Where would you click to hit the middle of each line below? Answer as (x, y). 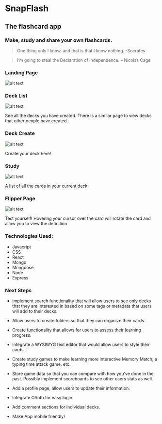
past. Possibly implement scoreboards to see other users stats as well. (82, 378)
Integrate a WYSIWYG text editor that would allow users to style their (81, 344)
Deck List (16, 96)
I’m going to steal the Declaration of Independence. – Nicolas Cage (84, 60)
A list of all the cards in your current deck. (47, 186)
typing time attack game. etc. (41, 364)
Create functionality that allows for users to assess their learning (77, 330)
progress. (22, 335)
